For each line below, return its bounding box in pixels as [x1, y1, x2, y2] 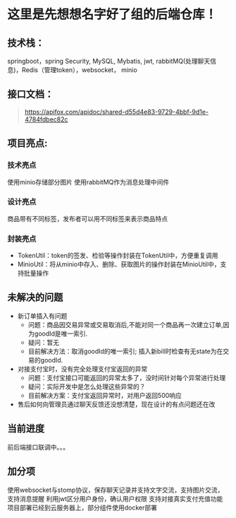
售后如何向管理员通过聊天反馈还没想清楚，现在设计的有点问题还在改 [17, 400, 216, 408]
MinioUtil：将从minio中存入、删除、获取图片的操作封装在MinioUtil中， [17, 260, 221, 269]
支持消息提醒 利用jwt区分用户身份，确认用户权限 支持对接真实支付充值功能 [7, 494, 223, 502]
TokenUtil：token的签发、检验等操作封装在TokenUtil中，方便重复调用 [17, 252, 218, 260]
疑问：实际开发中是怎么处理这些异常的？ [27, 382, 146, 391]
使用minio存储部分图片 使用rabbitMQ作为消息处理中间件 [7, 177, 170, 186]
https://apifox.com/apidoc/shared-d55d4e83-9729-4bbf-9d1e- [24, 107, 209, 116]
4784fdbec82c [24, 114, 68, 124]
